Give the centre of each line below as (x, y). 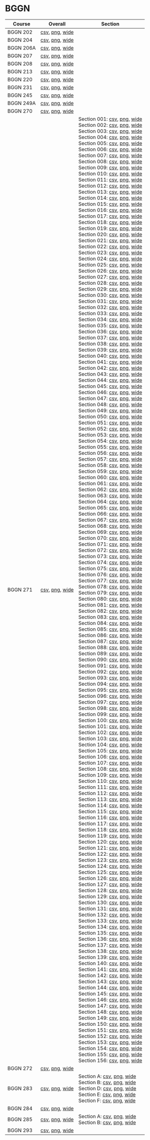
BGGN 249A (22, 103)
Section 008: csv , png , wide (110, 161)
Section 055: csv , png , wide (110, 447)
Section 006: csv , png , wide (110, 149)
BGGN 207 (20, 55)
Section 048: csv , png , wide (110, 404)
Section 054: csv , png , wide (110, 441)
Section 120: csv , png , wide (110, 842)
